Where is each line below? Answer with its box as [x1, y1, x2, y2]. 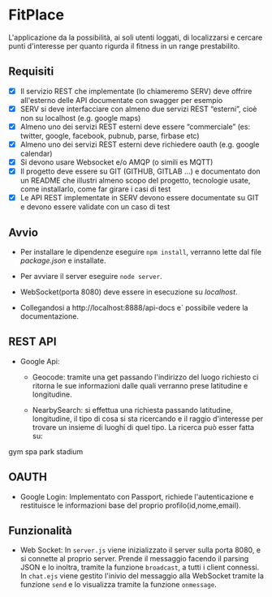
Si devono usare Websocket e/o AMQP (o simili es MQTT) [19, 157, 214, 167]
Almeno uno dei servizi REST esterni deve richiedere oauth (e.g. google [19, 140, 260, 149]
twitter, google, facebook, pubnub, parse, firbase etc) [19, 131, 201, 140]
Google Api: [19, 356, 60, 366]
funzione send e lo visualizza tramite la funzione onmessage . [19, 580, 217, 590]
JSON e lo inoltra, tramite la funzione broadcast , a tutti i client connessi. [19, 562, 260, 573]
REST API [8, 335, 57, 349]
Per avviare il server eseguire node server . [19, 272, 162, 281]
